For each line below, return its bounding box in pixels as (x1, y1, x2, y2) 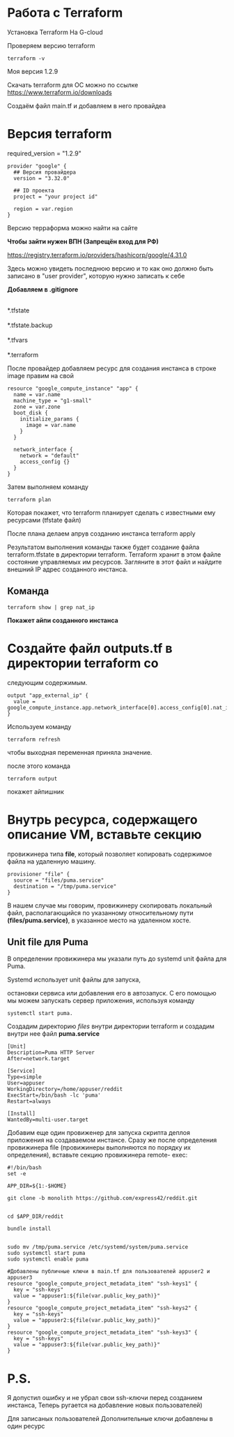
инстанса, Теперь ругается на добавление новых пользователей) (7, 1401, 203, 1410)
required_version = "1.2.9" (7, 149, 82, 158)
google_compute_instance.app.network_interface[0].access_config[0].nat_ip (7, 704, 232, 711)
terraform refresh (7, 736, 61, 743)
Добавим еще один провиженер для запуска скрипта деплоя (7, 1129, 190, 1137)
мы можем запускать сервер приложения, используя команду (7, 996, 195, 1005)
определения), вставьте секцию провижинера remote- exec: (7, 1151, 188, 1159)
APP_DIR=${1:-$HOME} (7, 1182, 68, 1190)
